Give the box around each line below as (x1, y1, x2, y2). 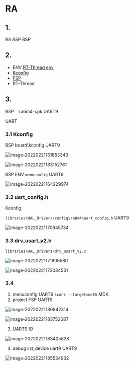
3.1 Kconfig (5, 130, 33, 137)
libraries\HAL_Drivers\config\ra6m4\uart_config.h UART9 (5, 215, 129, 221)
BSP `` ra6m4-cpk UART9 (5, 108, 59, 114)
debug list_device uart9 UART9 (12, 345, 77, 351)
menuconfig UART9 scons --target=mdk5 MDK (12, 291, 109, 297)
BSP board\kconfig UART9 (5, 142, 60, 148)
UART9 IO (12, 326, 34, 332)
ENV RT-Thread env (12, 64, 54, 70)
